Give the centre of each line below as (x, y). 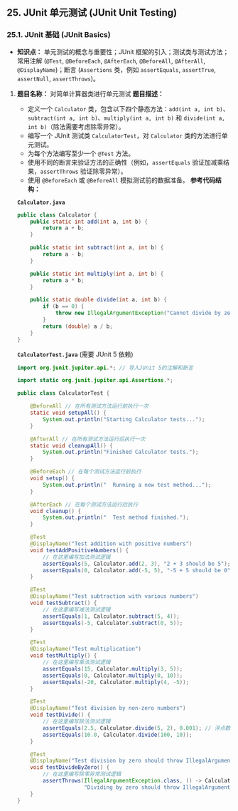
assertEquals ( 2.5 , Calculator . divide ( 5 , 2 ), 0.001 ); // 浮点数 (137, 728)
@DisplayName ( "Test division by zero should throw (107, 761)
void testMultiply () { (64, 656)
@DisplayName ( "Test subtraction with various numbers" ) (114, 596)
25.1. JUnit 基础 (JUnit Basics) (59, 35)
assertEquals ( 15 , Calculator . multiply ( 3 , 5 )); (113, 668)
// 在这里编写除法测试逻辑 (77, 722)
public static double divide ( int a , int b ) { (99, 300)
